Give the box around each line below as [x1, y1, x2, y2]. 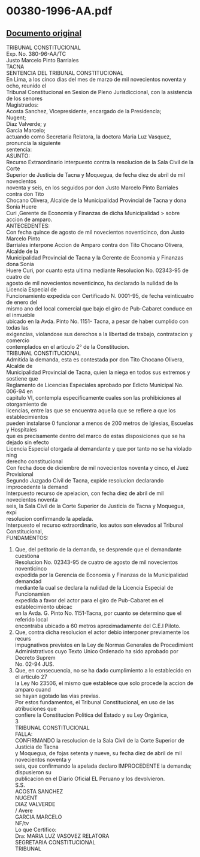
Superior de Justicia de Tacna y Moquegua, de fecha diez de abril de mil [6, 171, 186, 178]
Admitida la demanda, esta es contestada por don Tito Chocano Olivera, [6, 356, 184, 363]
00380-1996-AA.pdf [6, 4, 113, 18]
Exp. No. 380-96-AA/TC [6, 50, 66, 58]
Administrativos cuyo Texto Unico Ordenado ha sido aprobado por [14, 648, 178, 654]
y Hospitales [6, 426, 37, 433]
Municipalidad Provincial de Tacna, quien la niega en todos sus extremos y [6, 369, 190, 376]
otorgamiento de [6, 400, 47, 408]
